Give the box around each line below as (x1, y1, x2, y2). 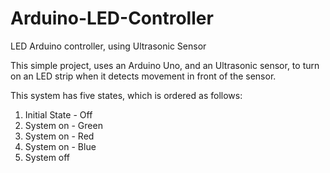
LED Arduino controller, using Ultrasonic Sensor (10, 40, 207, 52)
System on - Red (24, 130, 95, 142)
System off (24, 151, 71, 163)
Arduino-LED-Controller (10, 7, 214, 30)
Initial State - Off (24, 108, 93, 121)
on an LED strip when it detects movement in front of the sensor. (10, 70, 277, 82)
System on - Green (24, 119, 103, 131)
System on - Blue (24, 140, 97, 152)
